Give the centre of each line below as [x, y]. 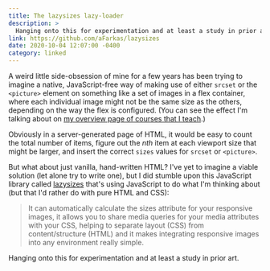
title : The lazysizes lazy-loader [66, 16]
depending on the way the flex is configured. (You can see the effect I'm [128, 110]
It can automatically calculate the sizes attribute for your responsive [140, 208]
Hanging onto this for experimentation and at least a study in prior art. [124, 258]
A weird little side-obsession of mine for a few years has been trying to [126, 76]
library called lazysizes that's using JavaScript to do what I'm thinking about [134, 184]
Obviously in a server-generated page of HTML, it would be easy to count [131, 134]
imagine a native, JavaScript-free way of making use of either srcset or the [133, 84]
